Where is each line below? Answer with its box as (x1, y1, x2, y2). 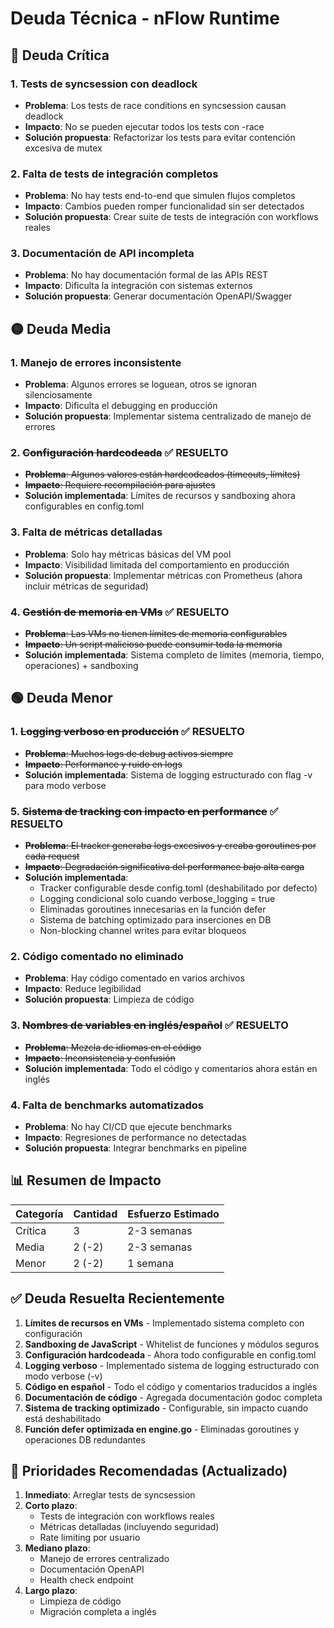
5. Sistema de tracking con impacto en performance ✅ (10, 804, 279, 818)
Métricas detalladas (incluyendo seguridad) (39, 1521, 220, 1533)
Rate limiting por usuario (39, 1532, 141, 1544)
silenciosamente (24, 389, 93, 401)
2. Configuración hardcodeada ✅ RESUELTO (10, 446, 229, 460)
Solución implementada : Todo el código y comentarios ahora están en (24, 1062, 318, 1074)
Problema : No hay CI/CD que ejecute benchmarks (24, 1120, 233, 1132)
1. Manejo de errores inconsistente (10, 355, 182, 369)
